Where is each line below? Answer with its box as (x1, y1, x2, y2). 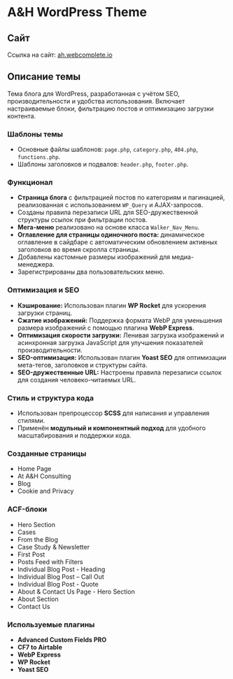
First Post (17, 550, 45, 559)
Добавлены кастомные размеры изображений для (17, 253, 171, 261)
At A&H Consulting (17, 472, 71, 480)
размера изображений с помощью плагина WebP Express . (17, 323, 195, 332)
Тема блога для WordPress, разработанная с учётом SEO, (7, 89, 180, 98)
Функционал (7, 178, 53, 188)
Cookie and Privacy (17, 487, 74, 496)
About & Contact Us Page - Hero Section (17, 587, 135, 596)
